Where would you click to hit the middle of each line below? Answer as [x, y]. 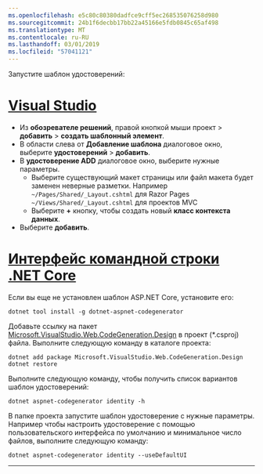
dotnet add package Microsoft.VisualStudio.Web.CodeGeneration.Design [126, 357]
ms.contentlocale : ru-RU [49, 37]
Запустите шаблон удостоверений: [67, 74]
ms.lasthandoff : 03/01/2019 [54, 45]
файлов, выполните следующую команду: [78, 440]
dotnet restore [33, 364]
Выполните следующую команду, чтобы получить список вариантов [123, 378]
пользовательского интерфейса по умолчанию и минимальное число [125, 432]
